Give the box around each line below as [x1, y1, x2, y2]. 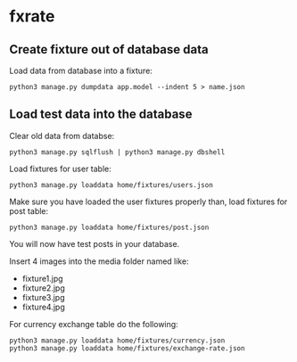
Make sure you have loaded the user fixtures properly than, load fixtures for [9, 196, 288, 207]
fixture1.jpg [21, 273, 64, 284]
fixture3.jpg [21, 292, 65, 302]
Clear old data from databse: [9, 130, 115, 141]
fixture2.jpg [21, 283, 65, 293]
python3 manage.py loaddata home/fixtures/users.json [9, 180, 214, 189]
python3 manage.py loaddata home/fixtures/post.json [9, 223, 210, 232]
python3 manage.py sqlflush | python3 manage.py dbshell [9, 147, 226, 157]
